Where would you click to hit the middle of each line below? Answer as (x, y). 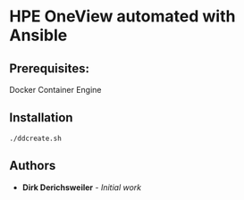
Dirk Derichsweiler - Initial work (82, 187)
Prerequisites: (49, 68)
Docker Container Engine (55, 90)
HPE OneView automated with (122, 17)
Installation (41, 118)
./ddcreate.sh (36, 138)
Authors (33, 166)
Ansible (38, 35)
